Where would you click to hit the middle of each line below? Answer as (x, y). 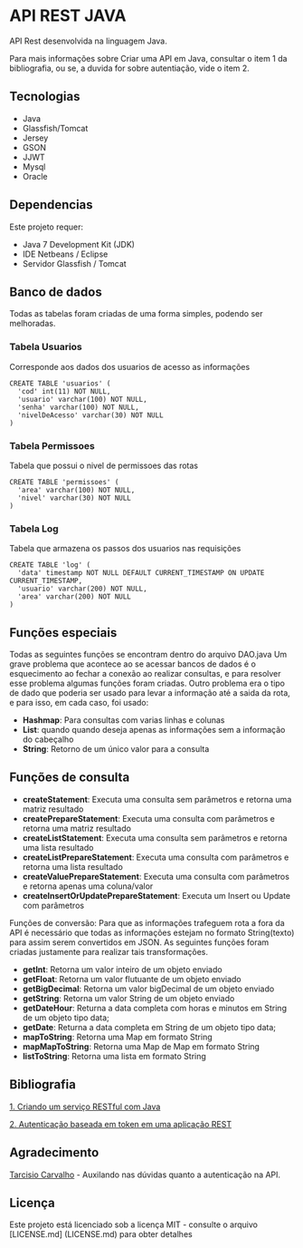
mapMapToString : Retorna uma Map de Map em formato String (141, 1046)
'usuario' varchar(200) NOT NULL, (82, 589)
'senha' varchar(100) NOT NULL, (79, 407)
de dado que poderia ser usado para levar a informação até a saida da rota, (150, 693)
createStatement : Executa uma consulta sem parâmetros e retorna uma (157, 799)
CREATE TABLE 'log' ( (50, 565)
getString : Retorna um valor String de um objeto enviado (128, 998)
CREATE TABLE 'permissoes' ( (64, 482)
